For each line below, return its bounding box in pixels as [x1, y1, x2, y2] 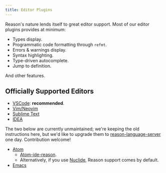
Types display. [12, 36, 42, 42]
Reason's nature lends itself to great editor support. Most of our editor [5, 21, 150, 27]
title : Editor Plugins [5, 7, 52, 13]
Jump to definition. [12, 63, 51, 69]
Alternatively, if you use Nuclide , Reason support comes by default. [19, 157, 159, 163]
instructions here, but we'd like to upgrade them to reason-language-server [5, 131, 161, 137]
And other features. [5, 72, 45, 78]
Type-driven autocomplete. [12, 57, 69, 63]
